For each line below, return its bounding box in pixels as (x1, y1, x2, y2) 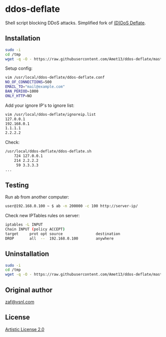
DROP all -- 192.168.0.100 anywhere (5, 236, 114, 241)
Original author (5, 286, 53, 294)
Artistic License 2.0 (5, 326, 44, 332)
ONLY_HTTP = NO (5, 93, 32, 98)
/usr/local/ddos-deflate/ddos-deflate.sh (5, 149, 92, 154)
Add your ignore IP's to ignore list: (5, 102, 75, 108)
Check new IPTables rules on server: (5, 213, 80, 219)
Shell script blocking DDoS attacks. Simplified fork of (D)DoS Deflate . (5, 20, 146, 26)
